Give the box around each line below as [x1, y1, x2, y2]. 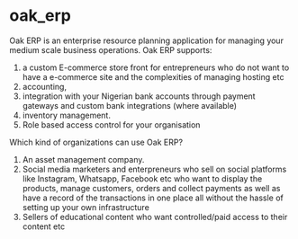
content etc [22, 221, 66, 232]
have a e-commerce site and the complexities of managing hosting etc [22, 71, 284, 82]
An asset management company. [22, 154, 145, 164]
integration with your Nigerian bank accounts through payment [22, 91, 256, 102]
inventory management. [22, 110, 111, 120]
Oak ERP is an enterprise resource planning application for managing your [9, 35, 284, 46]
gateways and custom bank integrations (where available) [22, 100, 237, 111]
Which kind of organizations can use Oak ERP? [9, 137, 183, 147]
